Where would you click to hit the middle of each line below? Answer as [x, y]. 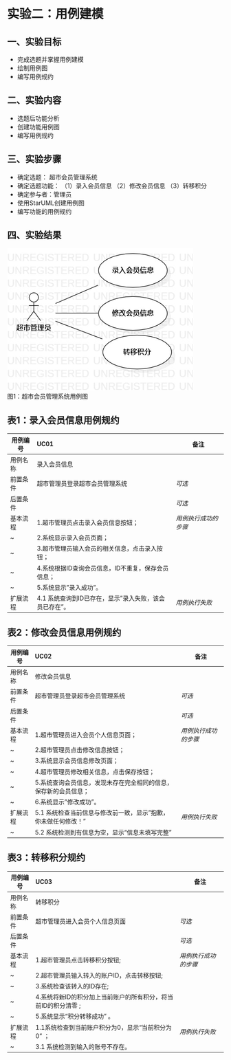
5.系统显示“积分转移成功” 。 [75, 1016]
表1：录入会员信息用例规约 [64, 420]
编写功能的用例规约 [44, 211]
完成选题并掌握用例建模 [50, 59]
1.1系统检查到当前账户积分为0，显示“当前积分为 [103, 1027]
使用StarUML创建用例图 [51, 203]
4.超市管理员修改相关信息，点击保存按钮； [95, 771]
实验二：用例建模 [56, 14]
